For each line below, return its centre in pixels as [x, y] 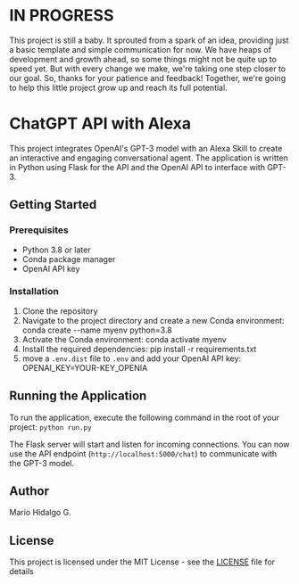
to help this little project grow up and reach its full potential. [118, 87]
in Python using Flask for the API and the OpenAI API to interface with [137, 167]
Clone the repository [60, 311]
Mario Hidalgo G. [40, 513]
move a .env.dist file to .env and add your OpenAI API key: [132, 358]
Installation [34, 292]
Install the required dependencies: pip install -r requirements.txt [139, 349]
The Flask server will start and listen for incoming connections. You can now [149, 444]
